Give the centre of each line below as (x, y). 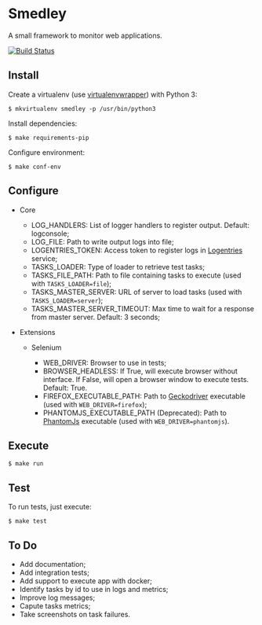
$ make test (27, 521)
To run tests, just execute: (50, 507)
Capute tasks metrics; (55, 606)
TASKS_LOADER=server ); (67, 300)
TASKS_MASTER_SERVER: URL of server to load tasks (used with (136, 292)
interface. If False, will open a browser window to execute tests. (146, 379)
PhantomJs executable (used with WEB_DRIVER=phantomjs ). (136, 421)
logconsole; (50, 233)
